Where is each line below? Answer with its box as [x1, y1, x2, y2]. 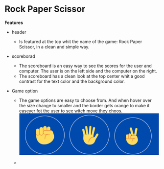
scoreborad [11, 53, 35, 59]
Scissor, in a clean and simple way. [19, 44, 90, 49]
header [11, 29, 26, 35]
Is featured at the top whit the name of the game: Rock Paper [19, 38, 142, 45]
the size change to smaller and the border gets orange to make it [19, 102, 150, 108]
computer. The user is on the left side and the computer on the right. [19, 68, 157, 74]
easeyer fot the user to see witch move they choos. [19, 108, 123, 114]
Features [4, 20, 23, 25]
